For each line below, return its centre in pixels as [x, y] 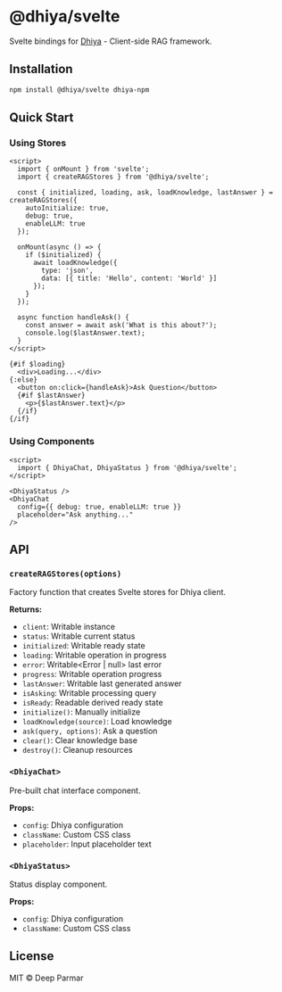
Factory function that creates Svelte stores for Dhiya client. [117, 592]
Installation [41, 69]
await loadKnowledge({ [75, 263]
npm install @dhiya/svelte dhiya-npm [79, 90]
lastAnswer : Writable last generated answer [102, 683]
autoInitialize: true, [67, 208]
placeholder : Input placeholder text [87, 844]
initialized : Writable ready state [83, 646]
